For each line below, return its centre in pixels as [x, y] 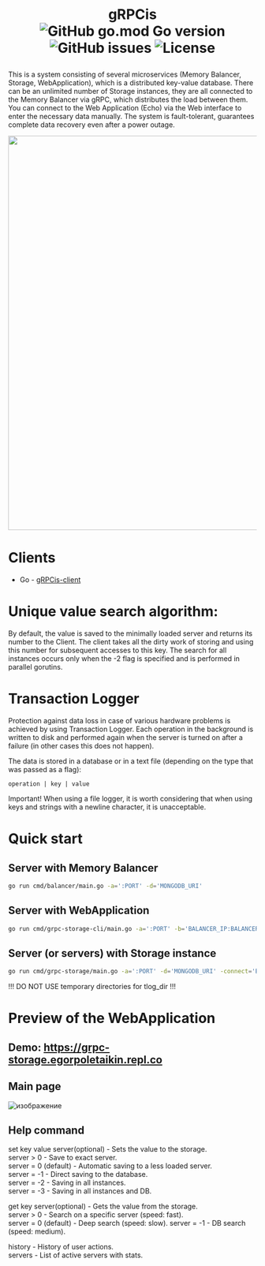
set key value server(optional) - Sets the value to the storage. [108, 1149]
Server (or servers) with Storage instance [112, 953]
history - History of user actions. [61, 1247]
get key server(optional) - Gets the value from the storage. [103, 1206]
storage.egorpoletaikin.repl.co [86, 1060]
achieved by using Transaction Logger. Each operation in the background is [131, 729]
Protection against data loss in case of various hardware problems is [119, 721]
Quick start [45, 839]
